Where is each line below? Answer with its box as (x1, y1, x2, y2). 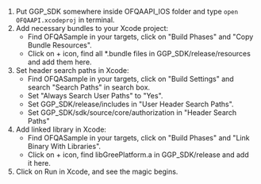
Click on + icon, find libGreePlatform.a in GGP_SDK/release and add (27, 150, 249, 159)
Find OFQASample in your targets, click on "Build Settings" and (27, 75, 234, 83)
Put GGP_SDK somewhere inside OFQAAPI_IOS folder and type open (15, 7, 239, 16)
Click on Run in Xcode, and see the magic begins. (15, 167, 178, 176)
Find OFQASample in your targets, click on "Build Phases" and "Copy (27, 32, 254, 41)
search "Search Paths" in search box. (27, 82, 151, 92)
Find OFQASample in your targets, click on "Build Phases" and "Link (27, 133, 250, 142)
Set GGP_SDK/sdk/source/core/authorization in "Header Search (27, 108, 237, 117)
